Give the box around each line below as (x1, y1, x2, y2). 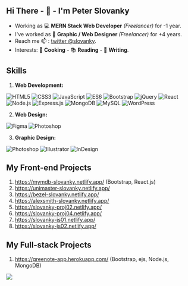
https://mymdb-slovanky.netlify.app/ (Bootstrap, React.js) (14, 178, 156, 186)
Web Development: (14, 81, 64, 89)
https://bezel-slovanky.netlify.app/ (14, 191, 99, 198)
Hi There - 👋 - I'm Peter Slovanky (6, 6, 130, 16)
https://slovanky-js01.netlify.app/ (14, 216, 96, 224)
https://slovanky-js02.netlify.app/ (14, 222, 97, 230)
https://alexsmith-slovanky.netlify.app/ (14, 197, 109, 205)
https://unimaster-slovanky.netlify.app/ (14, 185, 110, 192)
